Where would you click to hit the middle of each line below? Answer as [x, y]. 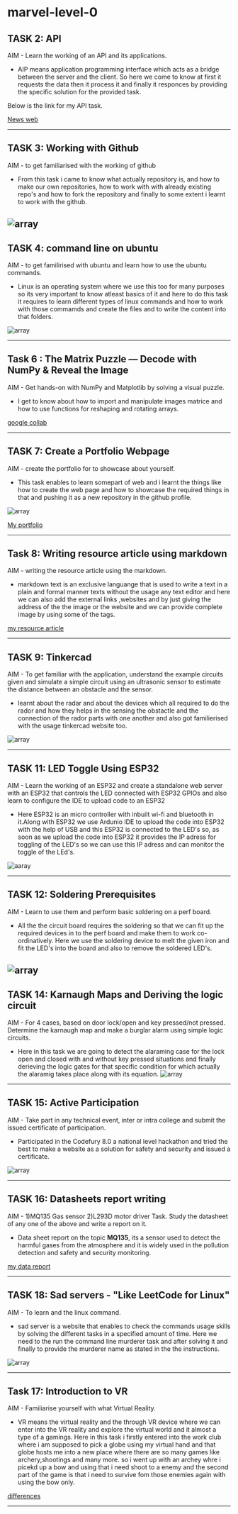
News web [23, 119]
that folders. [35, 317]
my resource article [36, 628]
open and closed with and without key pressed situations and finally [117, 1059]
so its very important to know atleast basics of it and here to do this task [123, 294]
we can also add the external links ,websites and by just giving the [114, 599]
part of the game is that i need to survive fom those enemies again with [121, 1475]
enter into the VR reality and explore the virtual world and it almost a [117, 1430]
